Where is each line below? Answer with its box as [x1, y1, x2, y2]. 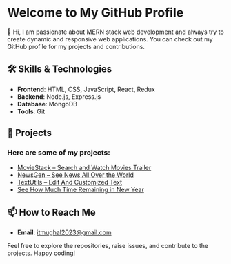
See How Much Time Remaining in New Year [17, 185, 145, 194]
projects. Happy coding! [7, 249, 76, 257]
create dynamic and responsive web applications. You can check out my [7, 35, 213, 43]
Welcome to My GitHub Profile [7, 5, 184, 21]
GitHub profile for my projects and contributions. [7, 42, 145, 50]
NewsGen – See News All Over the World [17, 171, 134, 179]
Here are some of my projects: [7, 148, 110, 158]
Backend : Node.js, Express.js [17, 92, 101, 101]
